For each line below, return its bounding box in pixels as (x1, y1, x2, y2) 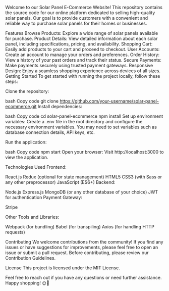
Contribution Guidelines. (5, 255, 56, 261)
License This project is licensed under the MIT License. (5, 265, 120, 271)
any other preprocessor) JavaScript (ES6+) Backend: (5, 179, 116, 185)
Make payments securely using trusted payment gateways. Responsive (5, 63, 153, 68)
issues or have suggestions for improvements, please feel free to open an (5, 245, 158, 250)
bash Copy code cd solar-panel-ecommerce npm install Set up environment (5, 113, 163, 119)
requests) (5, 229, 25, 235)
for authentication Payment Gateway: (5, 195, 82, 200)
